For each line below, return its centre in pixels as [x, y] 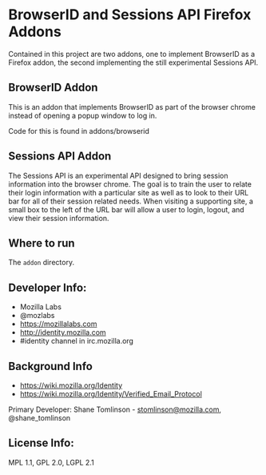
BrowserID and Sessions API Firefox [130, 15]
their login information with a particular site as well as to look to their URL [129, 192]
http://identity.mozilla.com [63, 332]
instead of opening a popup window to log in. [83, 115]
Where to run [42, 243]
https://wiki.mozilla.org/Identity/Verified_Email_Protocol [111, 394]
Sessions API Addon [60, 157]
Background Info [51, 366]
